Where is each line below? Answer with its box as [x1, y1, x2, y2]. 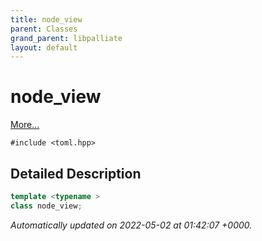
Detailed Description [10, 165, 142, 182]
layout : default [10, 42, 78, 53]
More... [10, 119, 40, 131]
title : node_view [10, 14, 83, 25]
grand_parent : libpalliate [10, 33, 123, 43]
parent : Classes [10, 24, 78, 34]
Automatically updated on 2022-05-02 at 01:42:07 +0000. [10, 219, 253, 231]
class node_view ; [10, 201, 83, 211]
